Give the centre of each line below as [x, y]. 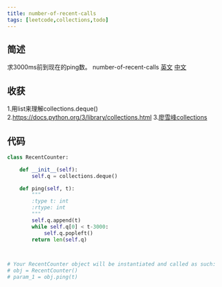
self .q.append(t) [56, 220]
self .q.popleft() [69, 233]
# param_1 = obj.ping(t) [42, 277]
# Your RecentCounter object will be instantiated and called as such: [111, 264]
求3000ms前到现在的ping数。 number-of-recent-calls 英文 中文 [97, 67]
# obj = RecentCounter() [42, 271]
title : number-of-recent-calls [52, 13]
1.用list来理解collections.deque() [52, 109]
